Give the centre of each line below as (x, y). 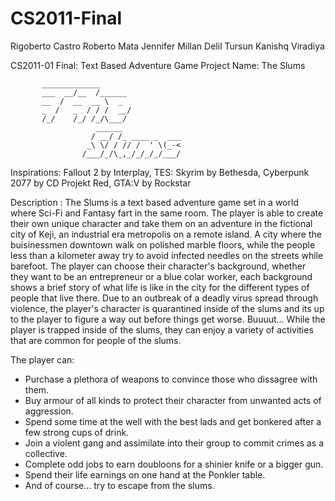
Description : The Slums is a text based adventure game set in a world (154, 202)
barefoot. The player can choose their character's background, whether (158, 266)
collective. (46, 453)
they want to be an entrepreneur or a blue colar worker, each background (161, 276)
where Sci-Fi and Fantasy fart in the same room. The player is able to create (167, 213)
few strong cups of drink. (77, 432)
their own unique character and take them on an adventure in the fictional (161, 223)
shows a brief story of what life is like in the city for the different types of (160, 287)
